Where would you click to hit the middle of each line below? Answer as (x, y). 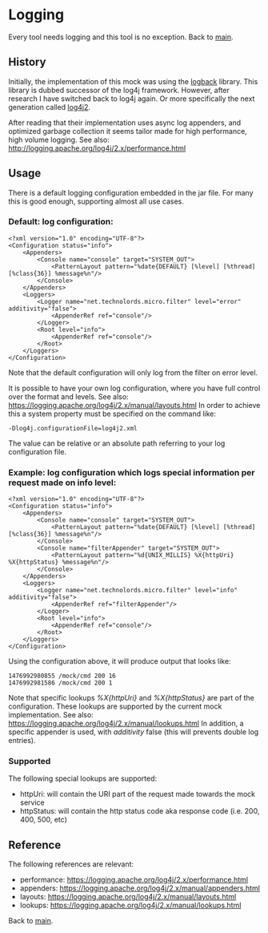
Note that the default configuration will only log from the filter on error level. (133, 372)
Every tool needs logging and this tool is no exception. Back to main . (121, 37)
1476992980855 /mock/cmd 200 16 (62, 676)
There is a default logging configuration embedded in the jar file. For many (131, 192)
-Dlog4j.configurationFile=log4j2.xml (73, 428)
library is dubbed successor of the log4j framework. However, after (119, 90)
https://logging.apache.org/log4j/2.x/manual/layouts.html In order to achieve (134, 405)
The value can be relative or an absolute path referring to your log (117, 443)
